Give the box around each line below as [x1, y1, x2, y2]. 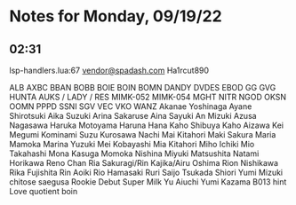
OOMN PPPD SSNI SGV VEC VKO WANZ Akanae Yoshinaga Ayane [9, 101, 252, 112]
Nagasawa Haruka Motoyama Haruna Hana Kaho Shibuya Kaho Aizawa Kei [9, 120, 284, 130]
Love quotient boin [9, 186, 78, 196]
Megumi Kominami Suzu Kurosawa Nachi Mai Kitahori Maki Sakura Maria [9, 130, 276, 139]
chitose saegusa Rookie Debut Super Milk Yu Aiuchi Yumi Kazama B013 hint [9, 177, 287, 187]
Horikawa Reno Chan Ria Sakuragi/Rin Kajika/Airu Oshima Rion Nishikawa [9, 158, 278, 168]
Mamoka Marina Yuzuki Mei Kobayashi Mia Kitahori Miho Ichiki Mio [9, 139, 255, 149]
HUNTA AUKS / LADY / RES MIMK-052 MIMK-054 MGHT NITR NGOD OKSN [9, 91, 287, 102]
